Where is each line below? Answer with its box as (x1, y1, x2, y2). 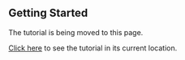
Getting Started (8, 6, 88, 20)
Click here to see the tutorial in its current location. (8, 43, 178, 53)
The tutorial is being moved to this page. (8, 27, 144, 37)
